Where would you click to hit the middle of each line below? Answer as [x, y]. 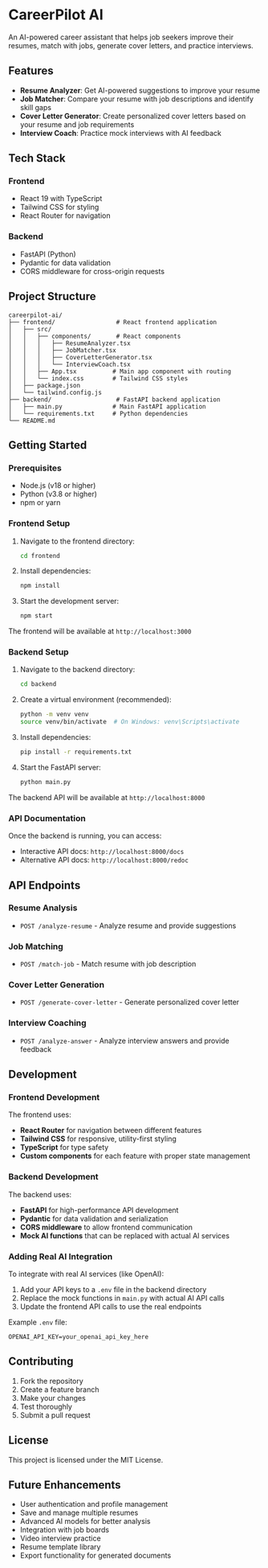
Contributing [41, 1362]
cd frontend [40, 556]
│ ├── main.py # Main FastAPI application [107, 406]
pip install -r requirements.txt [76, 752]
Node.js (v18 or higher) [58, 486]
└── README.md [32, 421]
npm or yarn [40, 503]
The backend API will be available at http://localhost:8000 [107, 797]
